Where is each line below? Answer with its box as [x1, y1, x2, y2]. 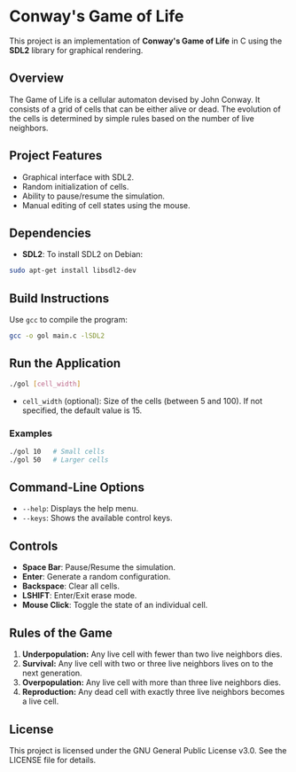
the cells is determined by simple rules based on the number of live [9, 113, 255, 123]
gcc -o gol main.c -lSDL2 [9, 331, 105, 340]
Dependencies [9, 225, 91, 240]
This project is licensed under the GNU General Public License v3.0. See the [9, 745, 287, 755]
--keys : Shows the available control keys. [21, 512, 173, 524]
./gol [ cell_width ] [9, 379, 82, 388]
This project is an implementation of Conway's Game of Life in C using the [9, 35, 283, 46]
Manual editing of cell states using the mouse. [21, 199, 191, 210]
